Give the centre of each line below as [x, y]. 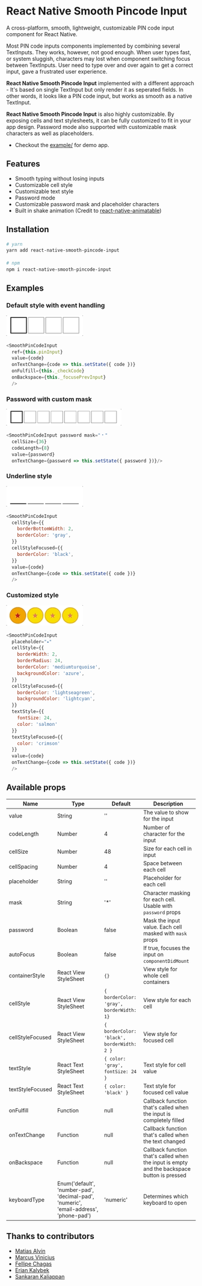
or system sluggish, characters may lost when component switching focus [98, 58]
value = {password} [33, 454]
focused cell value [166, 1092]
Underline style [29, 476]
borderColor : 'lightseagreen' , [56, 692]
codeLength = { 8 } [31, 448]
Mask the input [162, 920]
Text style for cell [165, 1065]
